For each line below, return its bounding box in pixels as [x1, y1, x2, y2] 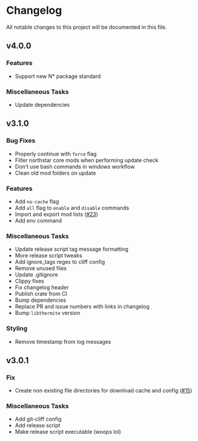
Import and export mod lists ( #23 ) [14, 211, 99, 218]
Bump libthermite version [14, 310, 81, 317]
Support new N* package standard [14, 73, 101, 80]
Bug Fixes [6, 136, 36, 145]
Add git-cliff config [14, 415, 62, 423]
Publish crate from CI [14, 290, 68, 298]
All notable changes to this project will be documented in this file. [6, 23, 167, 31]
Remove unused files [14, 265, 67, 272]
